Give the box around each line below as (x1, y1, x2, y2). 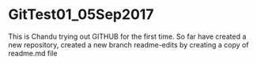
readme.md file (8, 48, 58, 58)
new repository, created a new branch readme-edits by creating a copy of (8, 40, 249, 49)
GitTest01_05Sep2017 (8, 6, 154, 24)
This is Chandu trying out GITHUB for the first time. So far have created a (8, 32, 247, 41)
